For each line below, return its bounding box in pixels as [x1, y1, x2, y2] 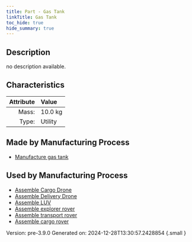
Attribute [9, 97, 36, 106]
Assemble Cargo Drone [14, 186, 72, 193]
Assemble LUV [14, 199, 52, 206]
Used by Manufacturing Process [6, 170, 129, 181]
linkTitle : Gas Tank [6, 14, 57, 20]
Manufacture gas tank [14, 153, 69, 160]
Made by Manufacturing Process [6, 138, 130, 148]
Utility [40, 117, 57, 125]
